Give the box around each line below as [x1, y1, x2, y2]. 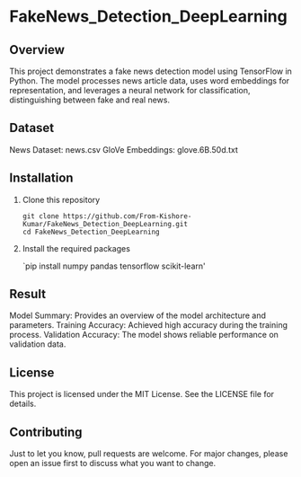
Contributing [9, 424, 83, 439]
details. [9, 398, 37, 410]
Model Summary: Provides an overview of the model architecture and [9, 310, 267, 321]
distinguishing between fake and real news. [9, 94, 171, 105]
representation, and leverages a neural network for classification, [9, 85, 251, 95]
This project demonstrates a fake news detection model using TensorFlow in [9, 66, 292, 76]
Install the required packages [22, 243, 130, 253]
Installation [9, 171, 74, 186]
